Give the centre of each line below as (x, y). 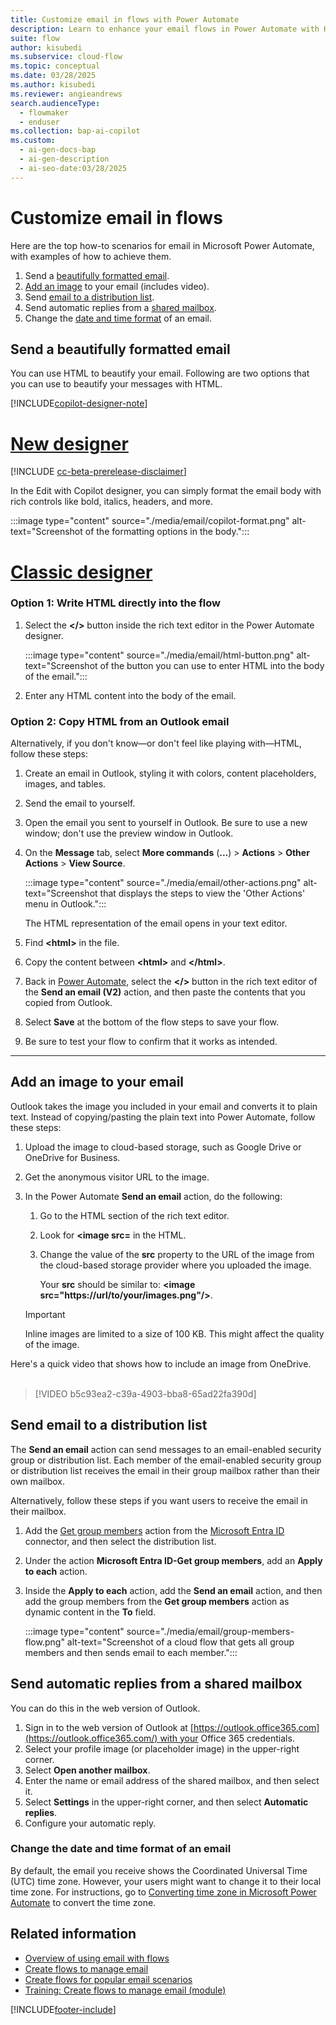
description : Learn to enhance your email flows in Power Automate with (165, 29)
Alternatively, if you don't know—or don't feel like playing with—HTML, (156, 743)
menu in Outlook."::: (65, 904)
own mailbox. (38, 1481)
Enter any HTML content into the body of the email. (130, 695)
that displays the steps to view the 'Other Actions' (202, 893)
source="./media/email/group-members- (210, 1631)
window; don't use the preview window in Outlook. (129, 833)
